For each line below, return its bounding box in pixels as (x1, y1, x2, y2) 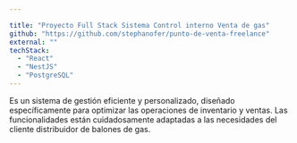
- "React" (17, 55, 54, 63)
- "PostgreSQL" (17, 71, 74, 80)
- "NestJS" (17, 63, 58, 71)
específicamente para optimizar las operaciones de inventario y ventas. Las (9, 105, 288, 115)
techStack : (9, 46, 50, 55)
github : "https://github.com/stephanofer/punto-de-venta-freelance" (9, 29, 270, 38)
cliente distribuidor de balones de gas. (9, 123, 151, 134)
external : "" (9, 38, 58, 46)
